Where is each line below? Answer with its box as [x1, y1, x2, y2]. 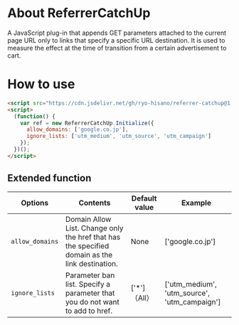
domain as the [65, 250, 113, 260]
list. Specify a [65, 279, 111, 289]
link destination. [65, 258, 119, 268]
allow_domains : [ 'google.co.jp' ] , [26, 126, 129, 133]
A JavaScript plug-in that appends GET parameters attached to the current [7, 28, 226, 37]
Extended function [7, 172, 92, 184]
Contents [78, 198, 111, 208]
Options [21, 198, 48, 208]
